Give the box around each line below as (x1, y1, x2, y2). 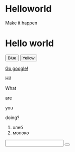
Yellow (22, 55, 35, 61)
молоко (12, 130, 29, 136)
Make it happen (5, 20, 38, 26)
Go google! (5, 65, 29, 71)
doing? (5, 115, 20, 121)
